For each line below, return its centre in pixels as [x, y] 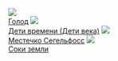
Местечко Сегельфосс [47, 41]
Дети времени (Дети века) [54, 31]
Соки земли [29, 49]
